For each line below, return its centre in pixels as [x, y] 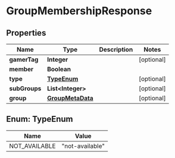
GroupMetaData [70, 98]
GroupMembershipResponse [79, 11]
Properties [26, 33]
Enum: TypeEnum [40, 119]
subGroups [25, 89]
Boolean [59, 69]
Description [116, 50]
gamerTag [24, 59]
